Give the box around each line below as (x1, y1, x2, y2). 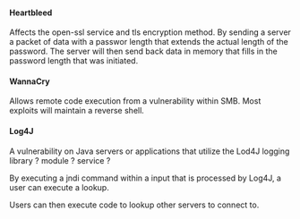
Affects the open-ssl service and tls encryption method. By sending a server (9, 27, 291, 38)
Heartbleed (9, 7, 53, 18)
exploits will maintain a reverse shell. (9, 105, 145, 116)
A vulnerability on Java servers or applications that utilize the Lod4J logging (9, 146, 290, 156)
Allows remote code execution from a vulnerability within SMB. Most (9, 96, 261, 106)
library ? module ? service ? (9, 155, 111, 165)
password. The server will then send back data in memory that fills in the (9, 46, 278, 57)
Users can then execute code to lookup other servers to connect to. (9, 199, 260, 210)
